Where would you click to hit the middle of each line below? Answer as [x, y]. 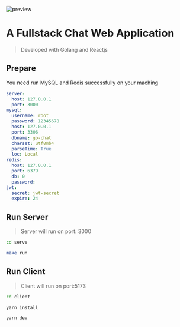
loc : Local [25, 155]
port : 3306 [25, 132]
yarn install [22, 307]
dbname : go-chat [31, 138]
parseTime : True [31, 149]
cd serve [17, 243]
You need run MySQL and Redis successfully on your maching [82, 83]
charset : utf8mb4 [33, 143]
